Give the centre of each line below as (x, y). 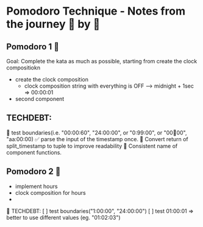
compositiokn (23, 68)
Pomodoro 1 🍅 (33, 47)
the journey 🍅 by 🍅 (53, 24)
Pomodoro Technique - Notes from (96, 11)
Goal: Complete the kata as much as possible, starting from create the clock (102, 61)
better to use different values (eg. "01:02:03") (63, 217)
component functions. (34, 152)
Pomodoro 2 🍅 (34, 172)
